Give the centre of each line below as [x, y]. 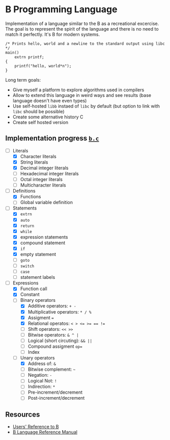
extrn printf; [29, 57]
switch [27, 266]
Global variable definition [46, 202]
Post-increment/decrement [56, 398]
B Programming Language [61, 9]
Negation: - [40, 375]
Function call [34, 289]
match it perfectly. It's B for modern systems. [53, 34]
